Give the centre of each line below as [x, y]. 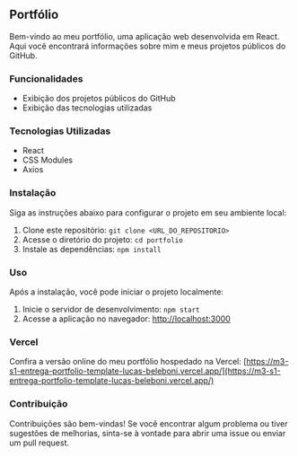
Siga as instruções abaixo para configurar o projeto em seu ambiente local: [148, 212]
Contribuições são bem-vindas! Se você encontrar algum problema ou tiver [149, 423]
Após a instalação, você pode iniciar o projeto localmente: [117, 292]
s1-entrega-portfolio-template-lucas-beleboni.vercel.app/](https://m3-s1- [145, 371]
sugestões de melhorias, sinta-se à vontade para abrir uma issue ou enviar [148, 433]
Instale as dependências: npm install [92, 249]
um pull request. [39, 443]
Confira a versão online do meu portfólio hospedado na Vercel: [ [128, 362]
